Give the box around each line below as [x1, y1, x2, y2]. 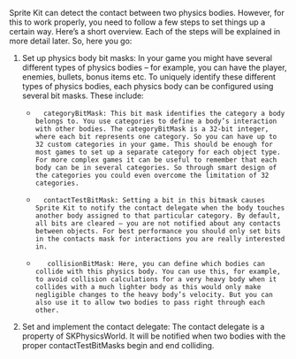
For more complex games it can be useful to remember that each [34, 156, 277, 164]
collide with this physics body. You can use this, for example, [34, 267, 281, 276]
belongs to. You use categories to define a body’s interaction [34, 117, 277, 126]
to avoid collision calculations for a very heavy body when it [34, 275, 277, 284]
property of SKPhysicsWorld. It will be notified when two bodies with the [21, 331, 286, 341]
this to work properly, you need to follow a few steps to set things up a [9, 17, 266, 27]
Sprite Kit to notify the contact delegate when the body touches [34, 203, 285, 212]
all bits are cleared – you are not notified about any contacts [34, 219, 281, 228]
